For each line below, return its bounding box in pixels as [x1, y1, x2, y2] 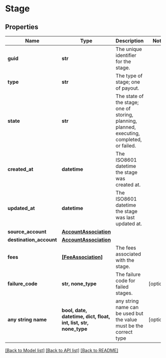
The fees [115, 245, 136, 251]
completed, [115, 136, 142, 143]
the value [115, 316, 137, 323]
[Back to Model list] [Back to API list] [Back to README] [5, 348, 119, 353]
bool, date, [61, 307, 87, 313]
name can [115, 304, 139, 310]
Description [115, 38, 144, 44]
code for [115, 277, 136, 284]
